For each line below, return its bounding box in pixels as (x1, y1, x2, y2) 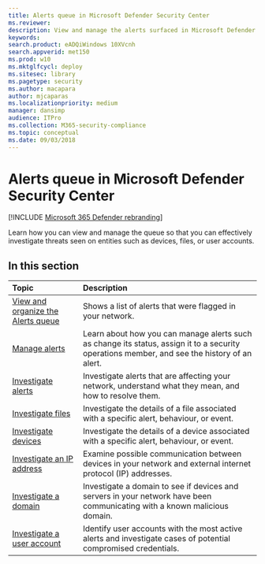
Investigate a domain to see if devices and (82, 481, 239, 492)
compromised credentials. (82, 543, 180, 554)
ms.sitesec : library (8, 70, 77, 78)
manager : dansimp (8, 107, 65, 115)
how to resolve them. (82, 391, 161, 402)
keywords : (8, 33, 41, 42)
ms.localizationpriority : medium (8, 99, 118, 107)
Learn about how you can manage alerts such (82, 328, 252, 340)
